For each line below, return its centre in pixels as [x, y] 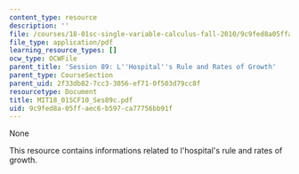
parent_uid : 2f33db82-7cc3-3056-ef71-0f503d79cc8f [105, 83]
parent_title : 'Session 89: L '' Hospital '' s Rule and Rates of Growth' [143, 67]
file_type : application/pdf [61, 42]
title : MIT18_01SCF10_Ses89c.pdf [71, 100]
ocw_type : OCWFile [43, 59]
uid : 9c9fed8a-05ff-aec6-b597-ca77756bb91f [91, 108]
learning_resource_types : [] [63, 51]
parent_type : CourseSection [61, 75]
